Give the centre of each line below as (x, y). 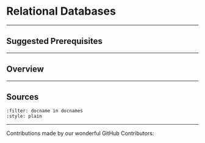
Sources (23, 97)
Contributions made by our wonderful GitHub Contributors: (80, 133)
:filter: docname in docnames (45, 111)
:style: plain (24, 116)
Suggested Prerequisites (54, 41)
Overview (25, 69)
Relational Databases (61, 11)
